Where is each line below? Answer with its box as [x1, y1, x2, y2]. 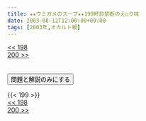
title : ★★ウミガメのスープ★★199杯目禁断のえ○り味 [7, 10, 140, 18]
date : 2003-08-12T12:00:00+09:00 [7, 17, 106, 24]
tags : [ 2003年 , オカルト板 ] [7, 23, 81, 31]
